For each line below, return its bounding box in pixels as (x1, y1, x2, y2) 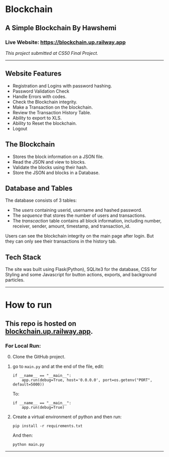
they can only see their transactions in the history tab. (5, 238, 117, 245)
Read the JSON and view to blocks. (12, 159, 86, 165)
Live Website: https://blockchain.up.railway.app (5, 39, 126, 46)
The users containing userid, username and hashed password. (12, 207, 142, 213)
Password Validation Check (12, 88, 69, 94)
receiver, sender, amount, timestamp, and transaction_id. (12, 223, 131, 230)
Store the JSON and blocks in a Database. (12, 170, 100, 176)
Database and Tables (5, 184, 73, 192)
